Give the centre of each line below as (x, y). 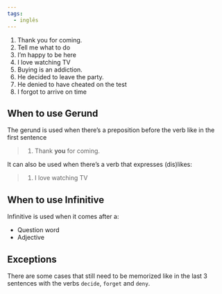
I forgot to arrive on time (52, 92)
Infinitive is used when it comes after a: (63, 217)
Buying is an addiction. (50, 70)
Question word (39, 230)
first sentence (27, 138)
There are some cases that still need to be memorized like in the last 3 (108, 276)
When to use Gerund (53, 113)
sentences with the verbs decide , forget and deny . (79, 283)
